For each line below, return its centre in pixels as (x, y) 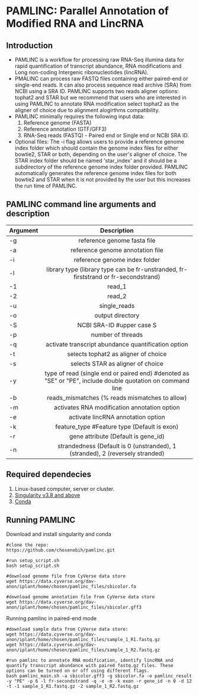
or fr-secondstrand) (132, 277)
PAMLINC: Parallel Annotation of (87, 11)
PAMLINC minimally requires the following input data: (80, 116)
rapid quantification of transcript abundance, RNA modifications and (98, 66)
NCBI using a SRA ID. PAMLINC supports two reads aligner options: (97, 91)
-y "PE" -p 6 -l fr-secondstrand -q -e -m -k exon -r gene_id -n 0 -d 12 (99, 681)
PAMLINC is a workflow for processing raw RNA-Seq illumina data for (99, 60)
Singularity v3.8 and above (47, 495)
